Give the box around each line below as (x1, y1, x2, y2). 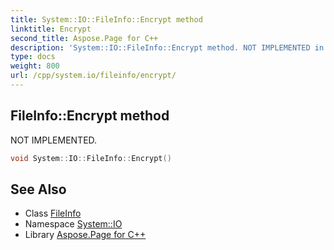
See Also (10, 181, 67, 198)
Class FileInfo (24, 207, 82, 220)
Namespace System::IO (24, 218, 123, 230)
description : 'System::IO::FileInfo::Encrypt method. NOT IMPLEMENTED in (10, 42, 325, 53)
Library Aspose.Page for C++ (24, 229, 147, 241)
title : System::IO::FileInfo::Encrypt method (10, 14, 203, 25)
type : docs (10, 52, 56, 62)
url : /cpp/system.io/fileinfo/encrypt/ (10, 71, 177, 81)
